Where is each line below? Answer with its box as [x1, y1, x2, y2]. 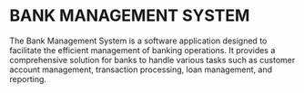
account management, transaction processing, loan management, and [9, 64, 273, 75]
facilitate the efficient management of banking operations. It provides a [9, 44, 276, 55]
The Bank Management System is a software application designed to [9, 35, 268, 46]
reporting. [9, 73, 47, 84]
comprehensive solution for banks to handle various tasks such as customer [9, 54, 296, 65]
